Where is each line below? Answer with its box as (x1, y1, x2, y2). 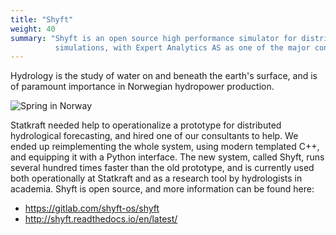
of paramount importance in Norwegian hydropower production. (10, 81, 275, 93)
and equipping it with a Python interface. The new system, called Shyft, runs (10, 151, 325, 163)
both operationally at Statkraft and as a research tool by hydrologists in (10, 172, 303, 185)
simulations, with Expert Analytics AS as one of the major (54, 42, 311, 53)
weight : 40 (10, 24, 56, 34)
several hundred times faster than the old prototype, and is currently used (10, 162, 315, 174)
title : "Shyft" (10, 14, 74, 25)
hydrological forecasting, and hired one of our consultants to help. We (10, 130, 299, 142)
